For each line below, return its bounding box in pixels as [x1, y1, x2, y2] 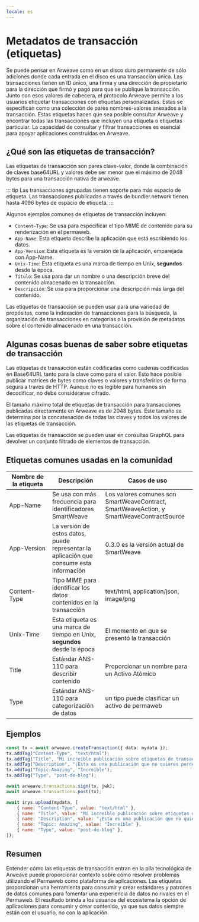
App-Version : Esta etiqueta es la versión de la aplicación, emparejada [14, 248, 183, 255]
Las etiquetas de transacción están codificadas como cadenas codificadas [6, 365, 189, 372]
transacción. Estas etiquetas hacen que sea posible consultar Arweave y [6, 110, 184, 118]
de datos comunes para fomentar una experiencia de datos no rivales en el [6, 890, 190, 897]
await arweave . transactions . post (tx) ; [6, 788, 102, 794]
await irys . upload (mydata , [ [6, 799, 78, 805]
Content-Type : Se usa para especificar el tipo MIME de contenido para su [14, 222, 192, 229]
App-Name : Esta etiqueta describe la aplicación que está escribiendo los [14, 235, 188, 242]
